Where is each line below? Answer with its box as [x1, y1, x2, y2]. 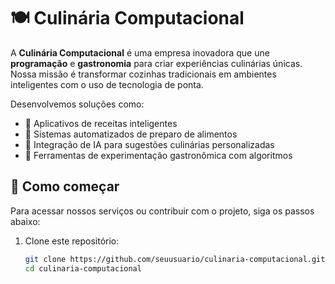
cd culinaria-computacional [24, 263, 142, 274]
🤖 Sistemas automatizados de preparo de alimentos [24, 128, 238, 140]
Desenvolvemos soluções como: [10, 98, 145, 110]
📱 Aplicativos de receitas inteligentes [24, 117, 178, 129]
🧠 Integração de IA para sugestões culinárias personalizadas [24, 138, 275, 150]
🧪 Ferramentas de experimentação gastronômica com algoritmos [24, 149, 293, 161]
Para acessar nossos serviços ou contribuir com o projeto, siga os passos [10, 205, 315, 217]
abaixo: [10, 215, 41, 227]
